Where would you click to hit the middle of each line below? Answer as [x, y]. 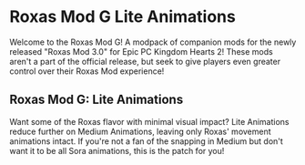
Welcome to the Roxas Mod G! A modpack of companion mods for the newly [153, 42]
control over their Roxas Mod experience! [87, 71]
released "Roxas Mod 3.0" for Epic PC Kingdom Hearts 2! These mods [141, 51]
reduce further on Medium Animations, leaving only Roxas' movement [140, 131]
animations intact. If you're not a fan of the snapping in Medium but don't [147, 141]
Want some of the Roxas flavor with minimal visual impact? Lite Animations [149, 121]
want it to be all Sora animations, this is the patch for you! [117, 150]
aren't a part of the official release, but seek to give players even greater [145, 61]
